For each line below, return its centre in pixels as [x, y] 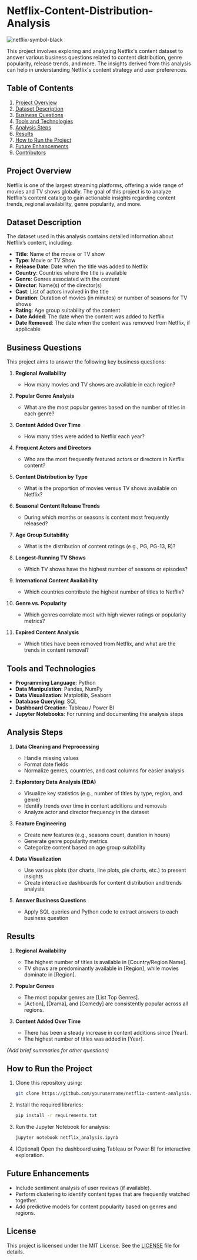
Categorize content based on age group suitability [85, 847]
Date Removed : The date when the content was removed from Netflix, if [103, 323]
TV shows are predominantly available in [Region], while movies [101, 968]
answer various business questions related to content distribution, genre [94, 57]
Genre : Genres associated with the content [67, 279]
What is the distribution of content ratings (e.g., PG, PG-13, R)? [100, 546]
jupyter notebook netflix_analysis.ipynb [67, 1138]
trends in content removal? [56, 650]
